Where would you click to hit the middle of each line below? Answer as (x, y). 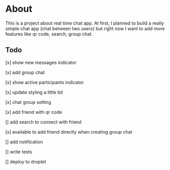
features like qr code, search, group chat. (49, 34)
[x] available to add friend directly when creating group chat (69, 132)
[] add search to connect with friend (43, 122)
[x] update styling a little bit (34, 92)
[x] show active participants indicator (45, 82)
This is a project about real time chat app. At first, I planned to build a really (85, 23)
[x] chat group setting (28, 102)
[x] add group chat (25, 72)
